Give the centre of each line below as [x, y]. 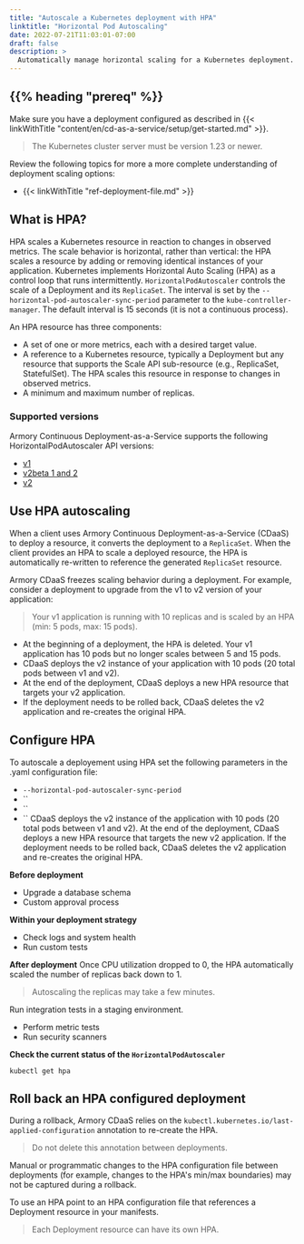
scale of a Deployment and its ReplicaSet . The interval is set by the [135, 290]
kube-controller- [259, 300]
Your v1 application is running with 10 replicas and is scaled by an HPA [163, 617]
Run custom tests [55, 947]
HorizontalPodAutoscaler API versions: [82, 446]
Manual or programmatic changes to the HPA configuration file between [144, 1166]
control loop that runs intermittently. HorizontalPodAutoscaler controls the [147, 280]
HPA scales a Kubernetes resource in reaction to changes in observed [140, 241]
